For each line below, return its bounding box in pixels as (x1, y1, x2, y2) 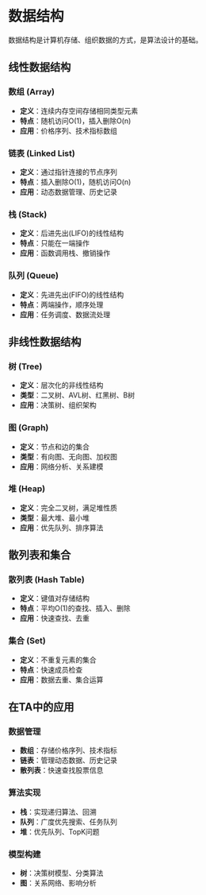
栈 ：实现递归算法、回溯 (19, 807, 97, 816)
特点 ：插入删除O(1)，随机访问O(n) (19, 176, 132, 187)
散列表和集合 (8, 548, 71, 562)
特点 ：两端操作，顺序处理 (19, 300, 104, 309)
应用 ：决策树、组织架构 (19, 401, 97, 410)
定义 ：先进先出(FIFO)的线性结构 (19, 289, 124, 299)
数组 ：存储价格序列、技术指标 (19, 746, 117, 755)
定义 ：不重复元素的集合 (19, 655, 97, 664)
